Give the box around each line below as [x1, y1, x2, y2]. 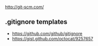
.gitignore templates [5, 18, 68, 26]
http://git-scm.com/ [5, 4, 44, 10]
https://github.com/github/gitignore [12, 31, 83, 36]
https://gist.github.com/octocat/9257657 [12, 35, 93, 41]
